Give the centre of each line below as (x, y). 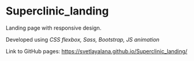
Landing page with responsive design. (54, 28)
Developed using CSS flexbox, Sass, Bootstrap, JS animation (83, 39)
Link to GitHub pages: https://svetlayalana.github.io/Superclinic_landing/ (96, 51)
